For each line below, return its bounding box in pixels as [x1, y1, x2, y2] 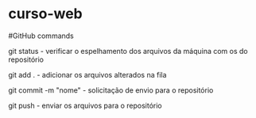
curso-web [8, 5, 83, 23]
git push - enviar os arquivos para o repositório [8, 101, 163, 110]
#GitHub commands [8, 31, 74, 40]
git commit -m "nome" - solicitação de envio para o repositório [8, 85, 214, 95]
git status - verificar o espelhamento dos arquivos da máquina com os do [8, 46, 248, 55]
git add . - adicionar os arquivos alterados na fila [8, 70, 167, 79]
